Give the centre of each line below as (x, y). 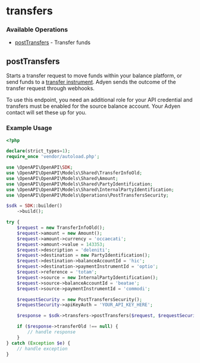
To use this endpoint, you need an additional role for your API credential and (99, 100)
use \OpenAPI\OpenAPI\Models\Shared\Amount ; (62, 178)
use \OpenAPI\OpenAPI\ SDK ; (40, 167)
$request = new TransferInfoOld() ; (61, 228)
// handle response (52, 332)
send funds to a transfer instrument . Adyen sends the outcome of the (91, 82)
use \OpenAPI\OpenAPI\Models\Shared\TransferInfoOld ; (74, 173)
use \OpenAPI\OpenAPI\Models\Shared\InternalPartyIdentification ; (90, 190)
